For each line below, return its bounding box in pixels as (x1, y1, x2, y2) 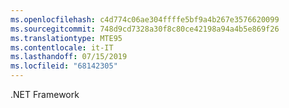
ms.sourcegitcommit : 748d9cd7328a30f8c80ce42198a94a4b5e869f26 (10, 24, 280, 34)
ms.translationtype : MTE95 (10, 33, 123, 43)
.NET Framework (10, 89, 80, 100)
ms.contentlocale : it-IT (10, 42, 114, 53)
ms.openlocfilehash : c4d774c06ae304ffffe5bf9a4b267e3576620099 (10, 14, 280, 25)
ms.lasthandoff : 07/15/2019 (10, 52, 128, 62)
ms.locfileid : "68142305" (10, 61, 118, 71)
